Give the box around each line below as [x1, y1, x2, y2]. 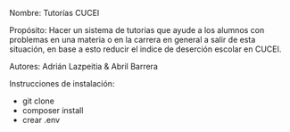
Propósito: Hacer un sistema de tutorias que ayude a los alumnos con [9, 25, 265, 35]
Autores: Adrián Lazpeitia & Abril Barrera [9, 62, 158, 71]
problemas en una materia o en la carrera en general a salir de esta [9, 35, 256, 45]
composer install [21, 105, 84, 115]
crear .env [21, 115, 61, 125]
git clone [21, 95, 55, 106]
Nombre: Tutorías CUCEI [9, 8, 100, 18]
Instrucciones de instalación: [9, 78, 115, 88]
